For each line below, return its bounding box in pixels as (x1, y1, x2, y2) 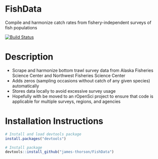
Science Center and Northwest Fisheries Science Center (12, 72, 125, 79)
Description (5, 51, 53, 62)
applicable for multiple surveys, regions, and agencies (12, 99, 121, 104)
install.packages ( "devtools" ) (5, 136, 67, 141)
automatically (12, 83, 39, 89)
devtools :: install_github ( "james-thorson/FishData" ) (5, 150, 114, 155)
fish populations (5, 24, 37, 30)
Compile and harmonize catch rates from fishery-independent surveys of (5, 20, 152, 25)
